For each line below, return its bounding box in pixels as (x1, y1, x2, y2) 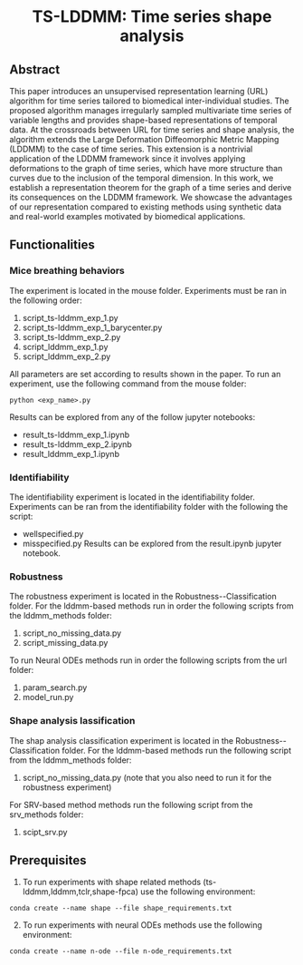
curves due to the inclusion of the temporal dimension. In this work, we (9, 172, 274, 183)
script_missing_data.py (22, 638, 109, 648)
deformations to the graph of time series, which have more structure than (9, 163, 283, 173)
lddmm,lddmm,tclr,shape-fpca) (22, 886, 138, 897)
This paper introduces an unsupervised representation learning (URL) (9, 86, 269, 96)
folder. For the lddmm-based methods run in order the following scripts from (9, 600, 294, 611)
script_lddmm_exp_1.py (22, 341, 109, 352)
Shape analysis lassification (9, 715, 136, 727)
